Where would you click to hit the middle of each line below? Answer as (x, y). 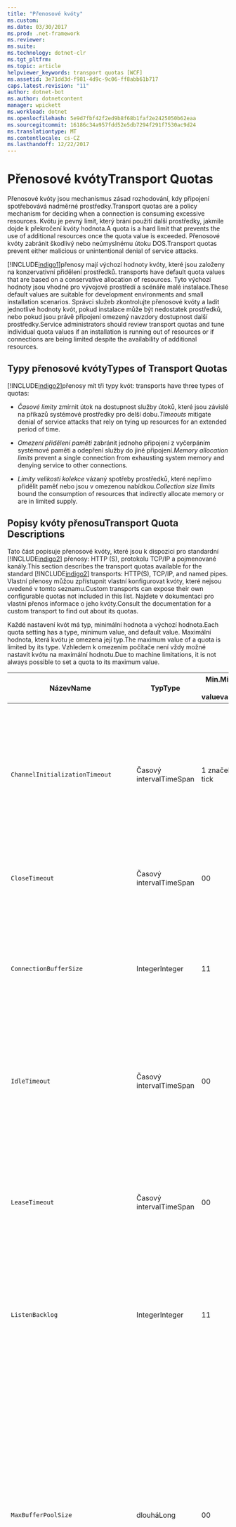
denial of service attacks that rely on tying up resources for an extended (122, 422)
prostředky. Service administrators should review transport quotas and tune (116, 325)
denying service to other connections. (72, 465)
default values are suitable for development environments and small (105, 294)
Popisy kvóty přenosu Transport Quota (93, 523)
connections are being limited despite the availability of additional (102, 339)
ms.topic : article (34, 66)
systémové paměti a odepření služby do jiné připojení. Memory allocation (123, 450)
